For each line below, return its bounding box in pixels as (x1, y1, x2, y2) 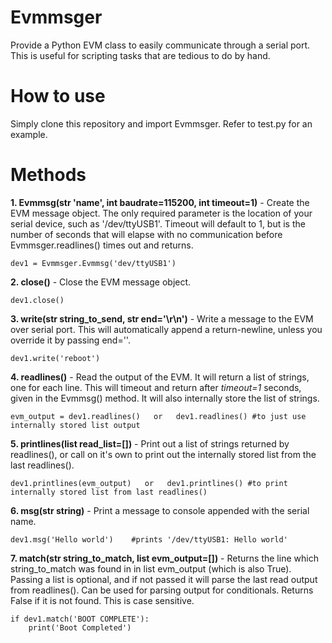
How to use (10, 85, 106, 108)
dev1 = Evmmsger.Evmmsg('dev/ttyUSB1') (10, 258, 177, 268)
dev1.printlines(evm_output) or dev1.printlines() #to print (10, 478, 288, 488)
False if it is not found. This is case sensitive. (10, 594, 195, 606)
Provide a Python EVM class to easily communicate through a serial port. (10, 39, 311, 51)
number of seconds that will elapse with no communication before (10, 228, 283, 240)
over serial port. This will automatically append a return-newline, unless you (10, 323, 323, 335)
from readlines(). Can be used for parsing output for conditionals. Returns (10, 584, 314, 596)
